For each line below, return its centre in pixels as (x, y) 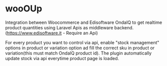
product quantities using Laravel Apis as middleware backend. (69, 27)
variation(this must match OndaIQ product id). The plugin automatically (78, 53)
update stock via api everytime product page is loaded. (62, 58)
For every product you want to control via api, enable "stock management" (82, 42)
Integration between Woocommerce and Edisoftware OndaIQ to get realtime (84, 22)
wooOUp (24, 9)
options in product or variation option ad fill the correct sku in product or (80, 48)
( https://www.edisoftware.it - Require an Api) (52, 33)
